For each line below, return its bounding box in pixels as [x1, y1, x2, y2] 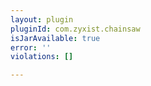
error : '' [10, 42, 52, 53]
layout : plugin [10, 14, 74, 25]
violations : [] [10, 52, 74, 62]
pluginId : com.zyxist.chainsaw [10, 24, 141, 34]
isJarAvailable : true [10, 33, 101, 43]
